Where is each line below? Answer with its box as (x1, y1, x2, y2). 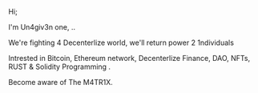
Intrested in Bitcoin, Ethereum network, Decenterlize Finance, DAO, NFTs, (8, 54, 251, 63)
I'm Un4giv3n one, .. (8, 22, 76, 31)
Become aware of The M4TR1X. (8, 78, 114, 87)
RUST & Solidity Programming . (8, 62, 111, 71)
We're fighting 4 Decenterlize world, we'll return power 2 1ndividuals (8, 38, 235, 47)
